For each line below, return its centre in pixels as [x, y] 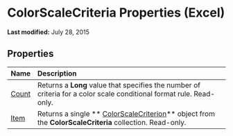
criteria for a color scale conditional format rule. [114, 94]
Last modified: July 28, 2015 [49, 32]
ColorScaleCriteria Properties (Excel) [116, 13]
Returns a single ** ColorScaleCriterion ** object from [126, 114]
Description [57, 73]
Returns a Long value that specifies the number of [119, 85]
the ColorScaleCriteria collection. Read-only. [112, 122]
